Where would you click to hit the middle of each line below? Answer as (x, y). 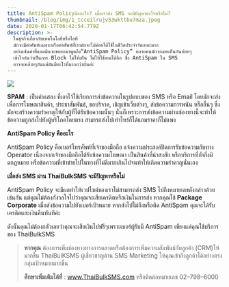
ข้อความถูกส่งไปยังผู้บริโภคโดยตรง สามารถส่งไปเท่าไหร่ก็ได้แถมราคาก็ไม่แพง (92, 120)
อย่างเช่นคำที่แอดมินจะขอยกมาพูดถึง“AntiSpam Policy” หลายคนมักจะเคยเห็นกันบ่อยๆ (103, 52)
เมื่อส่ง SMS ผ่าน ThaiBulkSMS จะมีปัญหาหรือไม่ (66, 176)
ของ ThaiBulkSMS (31, 234)
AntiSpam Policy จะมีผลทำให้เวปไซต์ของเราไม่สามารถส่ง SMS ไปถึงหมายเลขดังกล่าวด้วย (111, 189)
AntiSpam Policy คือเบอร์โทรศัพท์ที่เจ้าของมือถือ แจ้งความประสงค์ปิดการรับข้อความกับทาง (110, 147)
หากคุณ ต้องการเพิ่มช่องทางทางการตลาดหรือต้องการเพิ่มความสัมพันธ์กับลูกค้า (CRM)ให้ (122, 247)
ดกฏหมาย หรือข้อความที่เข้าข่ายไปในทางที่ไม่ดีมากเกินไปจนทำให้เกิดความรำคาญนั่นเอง (103, 162)
